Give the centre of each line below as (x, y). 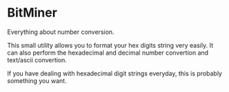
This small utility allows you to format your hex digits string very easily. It (110, 45)
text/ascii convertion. (37, 59)
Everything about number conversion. (61, 32)
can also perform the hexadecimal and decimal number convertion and (108, 53)
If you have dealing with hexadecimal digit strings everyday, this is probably (115, 73)
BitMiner (32, 13)
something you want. (37, 80)
